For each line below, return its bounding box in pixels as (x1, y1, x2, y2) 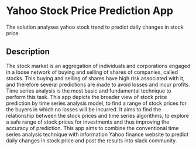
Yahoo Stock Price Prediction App (6, 4, 174, 18)
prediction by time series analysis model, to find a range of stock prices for (6, 100, 187, 107)
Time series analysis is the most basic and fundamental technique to (6, 87, 171, 94)
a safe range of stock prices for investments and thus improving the (6, 118, 170, 125)
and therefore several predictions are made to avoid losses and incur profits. (6, 81, 190, 88)
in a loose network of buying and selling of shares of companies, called (6, 69, 178, 76)
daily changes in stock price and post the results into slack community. (6, 137, 177, 144)
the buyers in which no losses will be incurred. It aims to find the (6, 105, 161, 112)
